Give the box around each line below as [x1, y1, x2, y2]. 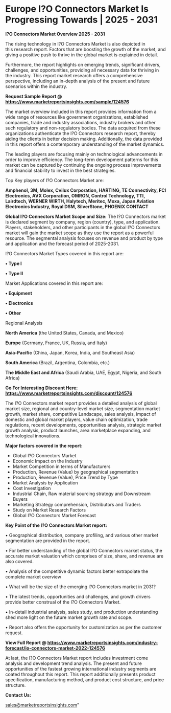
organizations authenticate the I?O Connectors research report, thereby [5, 130, 156, 136]
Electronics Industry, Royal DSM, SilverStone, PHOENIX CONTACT [5, 203, 149, 210]
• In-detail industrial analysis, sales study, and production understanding [5, 609, 158, 615]
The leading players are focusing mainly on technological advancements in [5, 151, 163, 157]
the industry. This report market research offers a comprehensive [5, 72, 143, 78]
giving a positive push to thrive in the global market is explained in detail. [5, 52, 158, 58]
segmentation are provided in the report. [5, 538, 90, 544]
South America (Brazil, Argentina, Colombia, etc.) [5, 359, 110, 366]
